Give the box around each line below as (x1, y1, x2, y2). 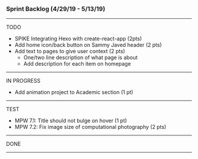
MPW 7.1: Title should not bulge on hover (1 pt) (14, 117, 127, 124)
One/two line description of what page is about (23, 54, 138, 61)
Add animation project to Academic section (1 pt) (14, 89, 134, 96)
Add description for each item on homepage (23, 60, 131, 67)
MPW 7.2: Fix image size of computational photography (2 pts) (14, 124, 167, 131)
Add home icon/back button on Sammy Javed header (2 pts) (14, 41, 162, 48)
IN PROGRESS (6, 77, 41, 85)
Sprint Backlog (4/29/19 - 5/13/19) (6, 5, 105, 13)
